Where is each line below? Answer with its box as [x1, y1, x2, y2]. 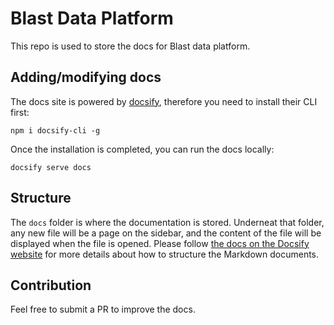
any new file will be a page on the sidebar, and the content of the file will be [10, 227, 322, 239]
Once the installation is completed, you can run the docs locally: [10, 143, 275, 155]
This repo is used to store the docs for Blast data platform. [10, 40, 251, 52]
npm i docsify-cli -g [10, 125, 101, 136]
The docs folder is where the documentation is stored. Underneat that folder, [10, 216, 325, 228]
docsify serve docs [10, 162, 92, 172]
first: [10, 106, 30, 118]
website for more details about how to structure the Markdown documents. [10, 248, 320, 260]
